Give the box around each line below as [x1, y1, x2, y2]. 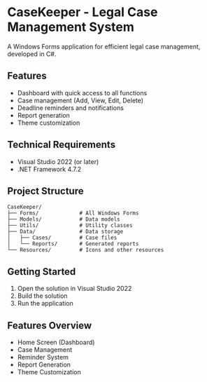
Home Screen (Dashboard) [17, 338, 95, 346]
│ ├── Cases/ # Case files [7, 234, 117, 242]
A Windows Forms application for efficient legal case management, [7, 42, 201, 50]
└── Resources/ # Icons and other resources [7, 247, 164, 254]
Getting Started [7, 266, 76, 278]
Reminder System [17, 353, 69, 361]
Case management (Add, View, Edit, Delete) [17, 96, 144, 104]
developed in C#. [7, 50, 57, 58]
